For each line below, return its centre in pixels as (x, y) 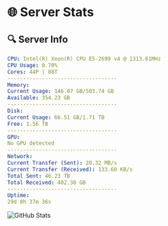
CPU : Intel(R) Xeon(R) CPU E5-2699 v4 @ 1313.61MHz (84, 59)
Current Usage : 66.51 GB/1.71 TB (56, 117)
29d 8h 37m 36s (29, 202)
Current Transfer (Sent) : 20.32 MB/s (62, 163)
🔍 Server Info (38, 39)
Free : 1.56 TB (28, 124)
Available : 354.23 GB (39, 98)
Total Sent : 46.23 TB (39, 176)
